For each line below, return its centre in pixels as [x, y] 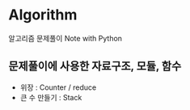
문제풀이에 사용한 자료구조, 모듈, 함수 [95, 66]
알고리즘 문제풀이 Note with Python [65, 38]
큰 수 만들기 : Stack [51, 97]
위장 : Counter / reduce [58, 87]
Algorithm [43, 15]
